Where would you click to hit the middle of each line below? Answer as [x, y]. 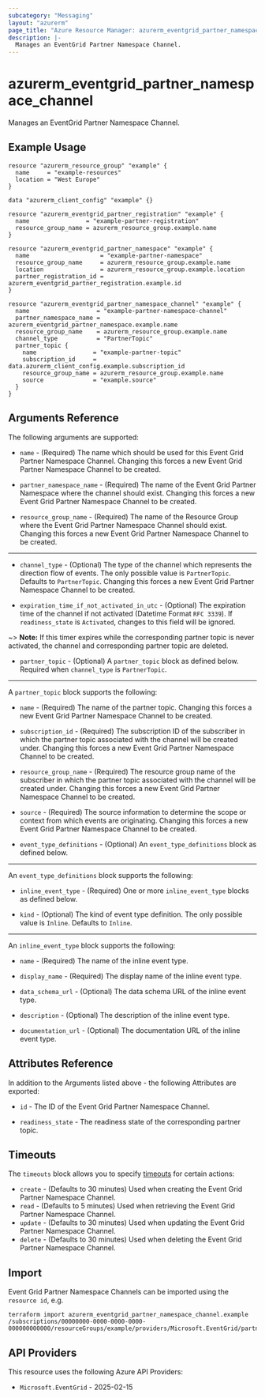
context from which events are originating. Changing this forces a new [134, 820]
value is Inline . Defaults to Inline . [76, 922]
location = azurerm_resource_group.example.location [130, 269]
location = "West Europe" [58, 179]
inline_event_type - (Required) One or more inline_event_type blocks [134, 891]
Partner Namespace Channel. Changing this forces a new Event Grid [131, 461]
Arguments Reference [64, 418]
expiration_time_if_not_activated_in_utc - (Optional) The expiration [132, 605]
